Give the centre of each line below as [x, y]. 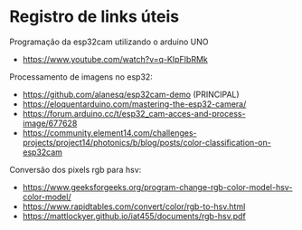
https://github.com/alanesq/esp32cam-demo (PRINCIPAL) [131, 94]
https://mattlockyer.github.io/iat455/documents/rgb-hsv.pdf [134, 216]
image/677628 [50, 123]
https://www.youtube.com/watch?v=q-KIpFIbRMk [115, 59]
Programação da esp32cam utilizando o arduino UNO [109, 42]
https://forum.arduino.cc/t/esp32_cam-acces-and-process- [134, 113]
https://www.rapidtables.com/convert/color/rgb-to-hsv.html [134, 206]
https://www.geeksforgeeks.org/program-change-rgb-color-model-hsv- [157, 187]
